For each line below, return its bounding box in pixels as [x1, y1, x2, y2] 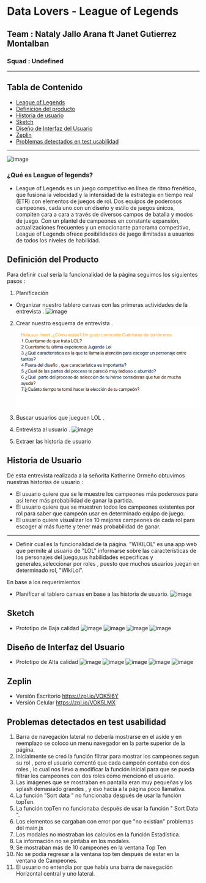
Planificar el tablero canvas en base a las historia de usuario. [15, 590, 169, 598]
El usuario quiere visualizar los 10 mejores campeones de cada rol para [15, 516, 195, 523]
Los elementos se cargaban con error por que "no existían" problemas [15, 817, 194, 825]
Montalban [7, 38, 50, 48]
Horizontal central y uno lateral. [15, 870, 95, 877]
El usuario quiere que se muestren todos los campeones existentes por [15, 503, 195, 511]
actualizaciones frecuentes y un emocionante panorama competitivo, [15, 223, 190, 231]
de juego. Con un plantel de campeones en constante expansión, [15, 217, 180, 225]
